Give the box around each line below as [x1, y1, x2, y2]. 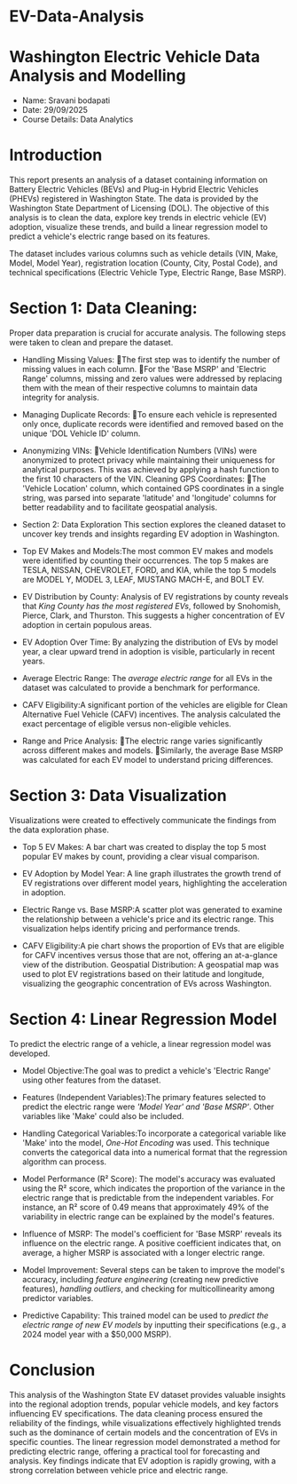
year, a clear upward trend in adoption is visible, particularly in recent [21, 647, 276, 656]
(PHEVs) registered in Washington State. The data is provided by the [9, 194, 259, 204]
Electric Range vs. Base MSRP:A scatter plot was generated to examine [21, 904, 283, 915]
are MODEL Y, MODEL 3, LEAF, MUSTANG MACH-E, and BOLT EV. [21, 575, 264, 584]
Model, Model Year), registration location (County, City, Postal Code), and [9, 258, 277, 268]
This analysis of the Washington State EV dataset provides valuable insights [9, 1389, 286, 1400]
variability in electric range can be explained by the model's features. [21, 1210, 275, 1222]
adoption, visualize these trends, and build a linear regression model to [9, 222, 269, 233]
